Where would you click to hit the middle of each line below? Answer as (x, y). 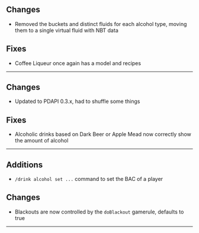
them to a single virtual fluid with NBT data (66, 30)
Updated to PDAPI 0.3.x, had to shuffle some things (77, 101)
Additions (25, 165)
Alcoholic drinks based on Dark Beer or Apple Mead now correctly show (103, 134)
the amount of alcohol (41, 141)
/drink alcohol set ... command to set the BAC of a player (89, 179)
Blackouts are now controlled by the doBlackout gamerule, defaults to (99, 212)
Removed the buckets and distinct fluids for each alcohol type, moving (101, 24)
